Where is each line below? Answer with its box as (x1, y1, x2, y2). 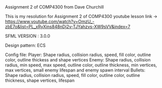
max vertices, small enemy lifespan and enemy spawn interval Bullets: (5, 67, 145, 73)
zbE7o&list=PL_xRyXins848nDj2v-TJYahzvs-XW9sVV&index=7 (5, 24, 130, 29)
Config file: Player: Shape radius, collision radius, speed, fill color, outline (5, 52, 151, 58)
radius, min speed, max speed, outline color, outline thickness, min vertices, (5, 62, 157, 68)
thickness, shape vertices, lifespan (5, 77, 74, 83)
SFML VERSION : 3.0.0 (5, 33, 50, 39)
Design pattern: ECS (5, 43, 46, 48)
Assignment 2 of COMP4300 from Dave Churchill (5, 4, 104, 10)
